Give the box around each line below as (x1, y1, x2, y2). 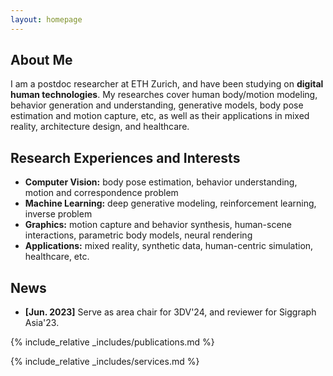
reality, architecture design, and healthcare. (10, 121, 190, 133)
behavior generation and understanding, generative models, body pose (10, 99, 304, 111)
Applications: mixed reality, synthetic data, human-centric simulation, (24, 240, 314, 252)
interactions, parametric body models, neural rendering (24, 229, 253, 241)
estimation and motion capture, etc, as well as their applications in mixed (10, 110, 310, 122)
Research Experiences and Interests (10, 149, 241, 166)
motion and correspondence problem (24, 187, 179, 199)
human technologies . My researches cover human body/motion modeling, (10, 89, 318, 101)
